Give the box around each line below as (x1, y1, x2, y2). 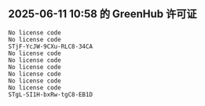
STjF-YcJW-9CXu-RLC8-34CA (8, 42, 93, 50)
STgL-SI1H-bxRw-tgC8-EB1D (8, 90, 93, 98)
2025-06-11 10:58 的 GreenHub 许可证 (8, 7, 197, 21)
